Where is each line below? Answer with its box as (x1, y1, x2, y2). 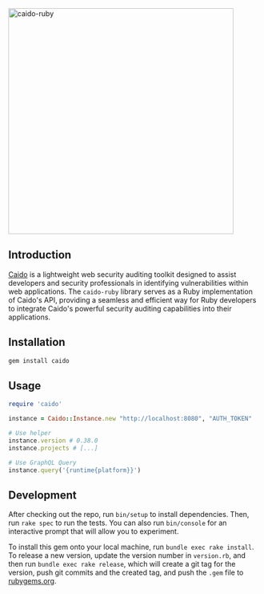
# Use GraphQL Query (8, 458, 78, 466)
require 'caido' (8, 401, 62, 409)
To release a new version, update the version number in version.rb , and (8, 551, 246, 560)
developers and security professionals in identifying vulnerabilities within (8, 278, 249, 287)
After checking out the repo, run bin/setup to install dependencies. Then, (8, 510, 250, 519)
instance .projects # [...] (8, 444, 98, 452)
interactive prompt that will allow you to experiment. (8, 527, 179, 536)
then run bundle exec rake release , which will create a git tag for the (8, 559, 236, 569)
